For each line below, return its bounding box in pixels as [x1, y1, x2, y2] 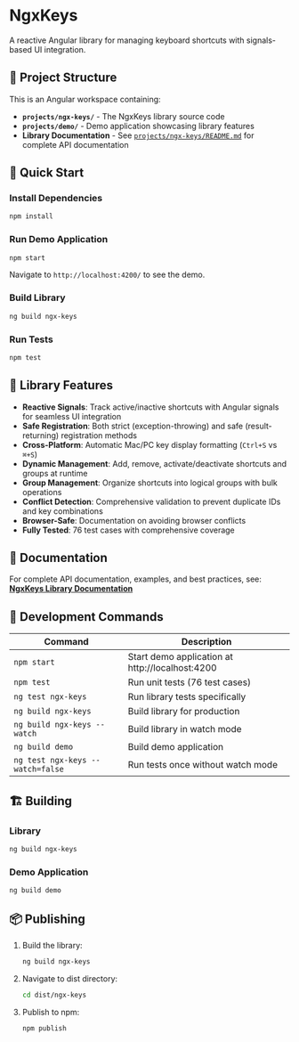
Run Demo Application [9, 233, 109, 246]
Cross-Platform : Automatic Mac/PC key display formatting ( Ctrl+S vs [21, 439, 278, 450]
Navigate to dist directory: [21, 973, 118, 984]
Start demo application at [127, 651, 233, 663]
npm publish [21, 1023, 67, 1033]
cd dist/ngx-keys [21, 990, 87, 999]
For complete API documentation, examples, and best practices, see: [9, 574, 263, 584]
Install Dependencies [9, 192, 103, 205]
